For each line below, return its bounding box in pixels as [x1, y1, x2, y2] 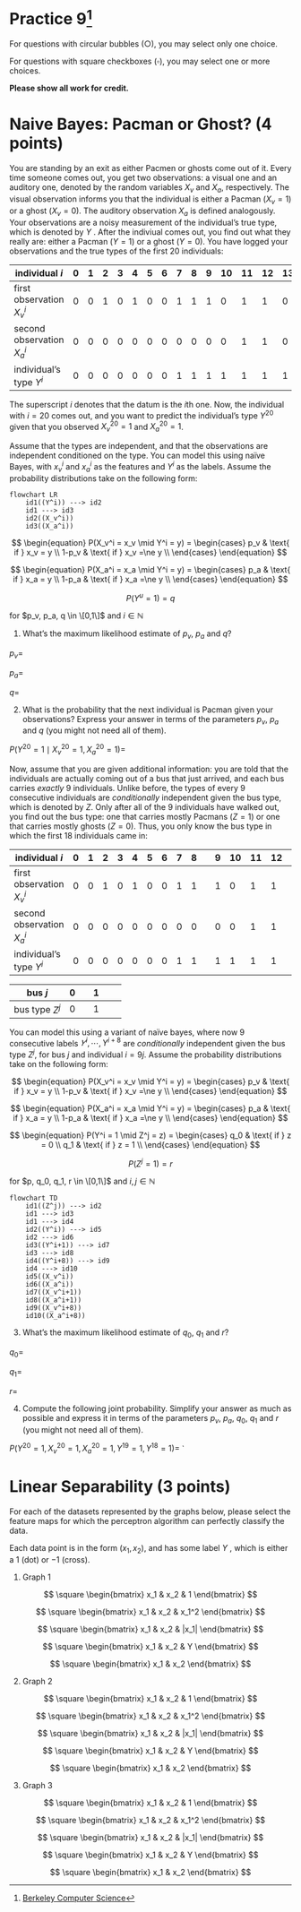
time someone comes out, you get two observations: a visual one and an [9, 172, 278, 184]
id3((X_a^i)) [25, 521, 74, 530]
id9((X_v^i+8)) [25, 1304, 82, 1313]
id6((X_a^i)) [25, 1280, 74, 1289]
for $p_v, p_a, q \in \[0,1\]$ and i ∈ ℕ [9, 610, 144, 621]
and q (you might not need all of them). [21, 725, 168, 736]
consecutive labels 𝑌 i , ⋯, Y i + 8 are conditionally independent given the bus [9, 1036, 286, 1048]
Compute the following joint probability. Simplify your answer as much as [21, 1403, 292, 1414]
